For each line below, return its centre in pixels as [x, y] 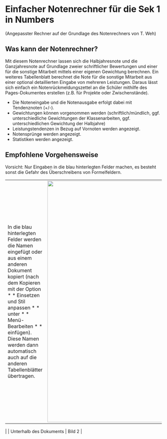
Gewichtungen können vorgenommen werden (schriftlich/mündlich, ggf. [86, 113]
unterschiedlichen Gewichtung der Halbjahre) [59, 123]
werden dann [23, 345]
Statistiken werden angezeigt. [43, 139]
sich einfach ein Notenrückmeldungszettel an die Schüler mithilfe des [76, 87]
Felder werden [24, 239]
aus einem [20, 258]
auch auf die [22, 357]
